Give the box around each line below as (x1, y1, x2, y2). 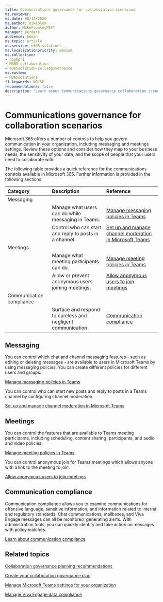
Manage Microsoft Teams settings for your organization (5, 582, 116, 588)
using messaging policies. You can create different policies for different (5, 365, 148, 370)
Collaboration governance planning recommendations (5, 563, 113, 569)
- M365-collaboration (5, 61, 49, 66)
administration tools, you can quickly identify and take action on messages (5, 521, 154, 527)
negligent (51, 318, 74, 325)
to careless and (51, 312, 87, 319)
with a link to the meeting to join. (5, 464, 70, 470)
